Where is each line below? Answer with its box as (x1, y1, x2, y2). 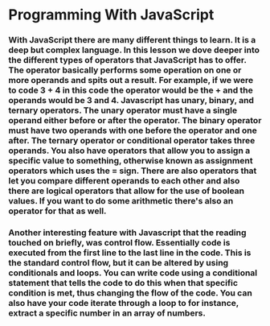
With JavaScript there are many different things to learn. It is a (8, 35, 256, 46)
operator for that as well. (8, 205, 107, 217)
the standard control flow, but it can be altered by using (8, 258, 229, 269)
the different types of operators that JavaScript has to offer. (8, 55, 247, 66)
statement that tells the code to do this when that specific (8, 278, 239, 289)
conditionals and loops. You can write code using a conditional (8, 267, 258, 279)
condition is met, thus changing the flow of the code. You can (8, 287, 253, 299)
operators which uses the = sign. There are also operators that (8, 165, 257, 176)
